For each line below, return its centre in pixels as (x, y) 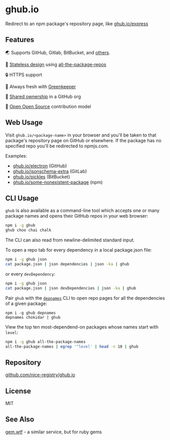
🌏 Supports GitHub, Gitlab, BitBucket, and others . (58, 52)
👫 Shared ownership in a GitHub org (43, 97)
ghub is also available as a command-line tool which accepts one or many (82, 211)
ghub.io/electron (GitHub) (40, 166)
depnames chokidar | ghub (33, 317)
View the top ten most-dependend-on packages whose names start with (82, 327)
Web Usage (24, 122)
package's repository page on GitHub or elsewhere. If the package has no (83, 140)
